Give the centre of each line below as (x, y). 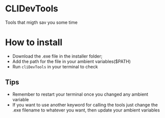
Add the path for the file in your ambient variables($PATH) (72, 61)
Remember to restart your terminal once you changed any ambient (80, 94)
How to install (34, 42)
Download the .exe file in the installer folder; (57, 56)
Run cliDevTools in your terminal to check (55, 66)
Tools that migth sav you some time (41, 22)
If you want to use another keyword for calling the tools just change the (85, 105)
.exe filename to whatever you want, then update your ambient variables (86, 110)
